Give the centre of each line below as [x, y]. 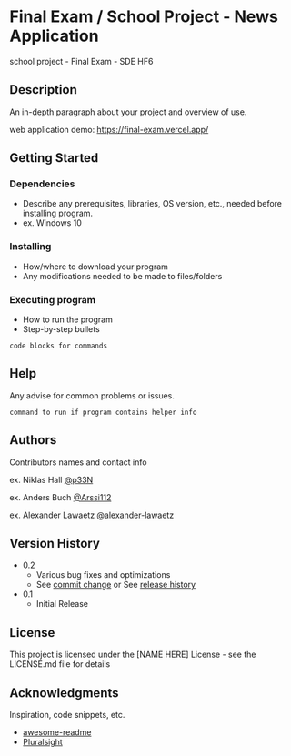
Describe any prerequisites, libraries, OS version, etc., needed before [152, 204]
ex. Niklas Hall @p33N [51, 479]
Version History [55, 544]
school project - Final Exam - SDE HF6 [81, 61]
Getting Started [54, 158]
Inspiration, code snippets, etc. [67, 715]
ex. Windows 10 [52, 223]
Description [43, 90]
